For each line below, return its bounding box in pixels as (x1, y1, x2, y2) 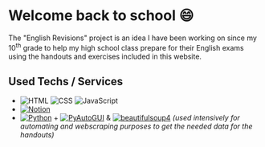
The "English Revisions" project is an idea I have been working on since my (8, 33, 257, 43)
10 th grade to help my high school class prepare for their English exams (8, 41, 244, 52)
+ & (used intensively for (53, 113, 241, 123)
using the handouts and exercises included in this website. (8, 51, 202, 61)
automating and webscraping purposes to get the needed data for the (19, 121, 253, 131)
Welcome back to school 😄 (8, 6, 194, 25)
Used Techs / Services (8, 75, 124, 88)
